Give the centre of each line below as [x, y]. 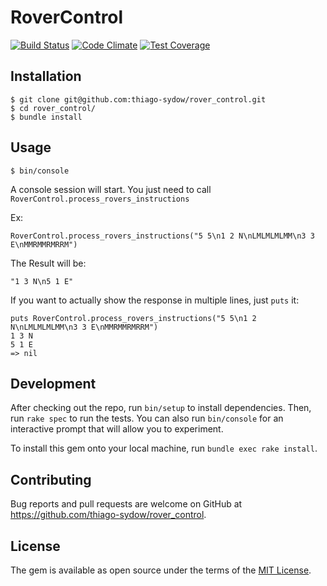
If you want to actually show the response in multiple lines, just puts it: [155, 300]
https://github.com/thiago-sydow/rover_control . [108, 515]
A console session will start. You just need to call [111, 189]
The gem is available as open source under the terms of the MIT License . [161, 570]
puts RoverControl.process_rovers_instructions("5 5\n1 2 [133, 318]
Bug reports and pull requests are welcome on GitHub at [126, 504]
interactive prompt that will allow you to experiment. [117, 429]
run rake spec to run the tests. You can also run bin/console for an [147, 418]
